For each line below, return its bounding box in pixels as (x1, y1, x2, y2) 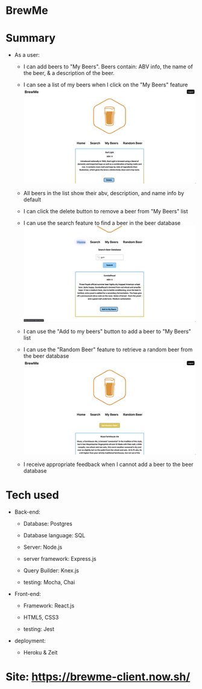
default (23, 196, 42, 203)
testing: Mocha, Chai (23, 578, 75, 586)
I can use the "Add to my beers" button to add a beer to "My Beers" (23, 328, 191, 335)
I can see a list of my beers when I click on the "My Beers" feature (23, 81, 188, 88)
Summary (5, 31, 55, 45)
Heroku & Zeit (23, 649, 58, 656)
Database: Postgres (23, 520, 73, 527)
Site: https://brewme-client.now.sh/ (5, 670, 191, 684)
